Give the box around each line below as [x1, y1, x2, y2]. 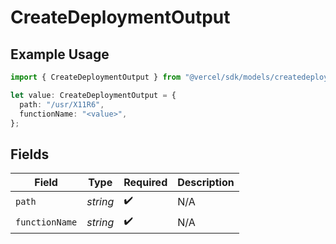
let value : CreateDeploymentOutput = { [10, 90, 177, 100]
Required [123, 176, 168, 190]
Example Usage [10, 46, 110, 63]
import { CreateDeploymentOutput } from [10, 72, 182, 82]
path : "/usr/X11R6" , [19, 99, 105, 110]
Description [177, 176, 235, 190]
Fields [10, 146, 50, 163]
